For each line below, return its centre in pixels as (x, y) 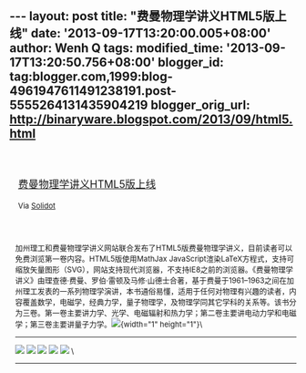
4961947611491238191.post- (93, 91)
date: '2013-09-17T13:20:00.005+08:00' (151, 33)
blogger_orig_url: (200, 105)
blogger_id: (191, 62)
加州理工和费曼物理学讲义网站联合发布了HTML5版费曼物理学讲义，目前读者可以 (154, 248)
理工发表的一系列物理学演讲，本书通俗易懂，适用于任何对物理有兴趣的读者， (156, 291)
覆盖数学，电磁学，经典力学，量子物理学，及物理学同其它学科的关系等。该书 (156, 302)
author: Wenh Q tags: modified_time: (117, 48)
